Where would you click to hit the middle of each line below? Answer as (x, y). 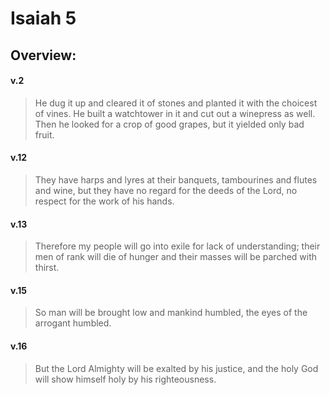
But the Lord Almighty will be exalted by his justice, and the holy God (176, 368)
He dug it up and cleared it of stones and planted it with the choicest (176, 103)
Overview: (43, 55)
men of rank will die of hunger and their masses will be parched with (176, 257)
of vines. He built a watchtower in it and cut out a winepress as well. (175, 113)
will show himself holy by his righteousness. (125, 379)
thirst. (47, 268)
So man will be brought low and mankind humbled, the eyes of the (171, 313)
